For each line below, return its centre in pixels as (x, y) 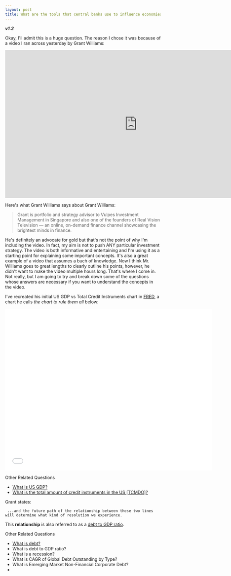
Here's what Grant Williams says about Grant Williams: (60, 205)
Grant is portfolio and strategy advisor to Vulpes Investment (78, 215)
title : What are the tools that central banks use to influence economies (84, 14)
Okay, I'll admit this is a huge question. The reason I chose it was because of (83, 38)
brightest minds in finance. (44, 230)
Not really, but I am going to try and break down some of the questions (77, 276)
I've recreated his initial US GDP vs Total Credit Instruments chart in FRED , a (82, 296)
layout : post (19, 10)
